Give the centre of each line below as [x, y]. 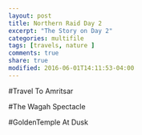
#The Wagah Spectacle [47, 106]
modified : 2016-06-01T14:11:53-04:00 [71, 68]
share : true [28, 61]
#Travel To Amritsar [41, 91]
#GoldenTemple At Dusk [48, 122]
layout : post [30, 16]
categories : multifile [46, 38]
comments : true [34, 53]
